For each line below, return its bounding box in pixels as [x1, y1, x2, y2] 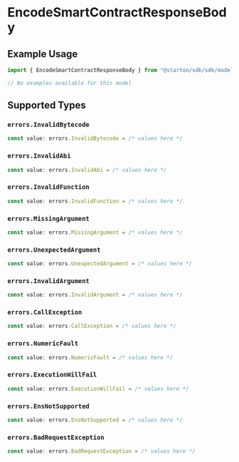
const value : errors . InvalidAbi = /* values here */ [7, 166, 167, 173]
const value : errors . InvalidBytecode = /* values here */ [7, 135, 183, 143]
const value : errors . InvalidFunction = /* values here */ [7, 197, 183, 205]
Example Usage [7, 48, 78, 60]
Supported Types [7, 99, 87, 111]
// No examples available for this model [7, 79, 132, 86]
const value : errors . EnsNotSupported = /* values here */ [7, 416, 183, 423]
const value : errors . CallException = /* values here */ [7, 322, 176, 330]
